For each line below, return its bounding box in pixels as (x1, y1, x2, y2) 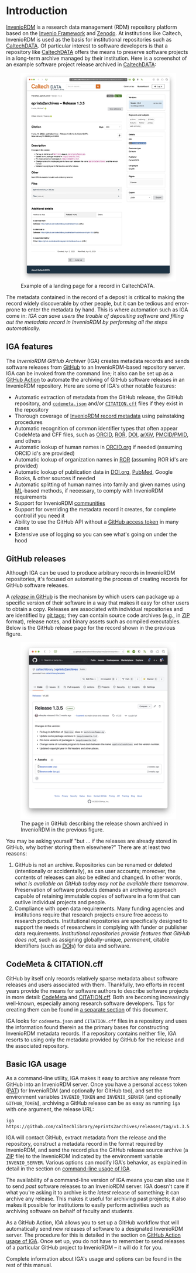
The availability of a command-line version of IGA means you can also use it (6, 1177, 189, 1184)
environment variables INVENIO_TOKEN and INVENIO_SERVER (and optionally (6, 1094, 181, 1101)
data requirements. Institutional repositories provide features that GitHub (14, 929, 190, 936)
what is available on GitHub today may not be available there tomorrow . (14, 880, 189, 887)
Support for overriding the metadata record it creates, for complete (14, 505, 177, 512)
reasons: (6, 850, 27, 857)
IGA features (6, 342, 53, 352)
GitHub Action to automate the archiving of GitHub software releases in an (6, 376, 185, 383)
